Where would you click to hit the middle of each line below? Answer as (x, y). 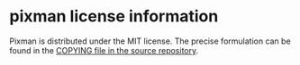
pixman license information (114, 16)
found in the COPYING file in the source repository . (104, 50)
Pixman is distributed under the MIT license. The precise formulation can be (150, 41)
